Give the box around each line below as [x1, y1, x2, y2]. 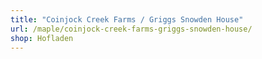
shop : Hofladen [10, 33, 74, 43]
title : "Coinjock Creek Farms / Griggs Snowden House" [10, 14, 244, 25]
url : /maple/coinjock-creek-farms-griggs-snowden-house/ [10, 24, 253, 34]
